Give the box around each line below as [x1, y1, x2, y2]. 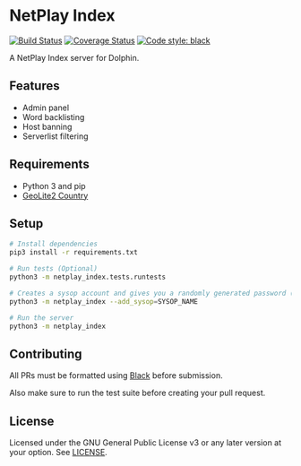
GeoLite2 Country [21, 190, 89, 201]
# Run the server [9, 313, 74, 323]
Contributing [9, 346, 82, 361]
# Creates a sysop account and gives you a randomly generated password [9, 289, 287, 298]
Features [9, 78, 60, 94]
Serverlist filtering [21, 131, 89, 142]
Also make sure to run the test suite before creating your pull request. [9, 387, 266, 399]
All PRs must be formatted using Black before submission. [9, 370, 223, 381]
